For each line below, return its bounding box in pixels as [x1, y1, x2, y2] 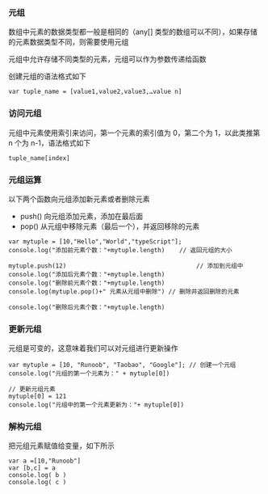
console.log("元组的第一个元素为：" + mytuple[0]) [8, 369, 170, 378]
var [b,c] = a [8, 464, 57, 472]
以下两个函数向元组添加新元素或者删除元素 [8, 194, 150, 204]
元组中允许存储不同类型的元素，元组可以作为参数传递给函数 [8, 54, 207, 64]
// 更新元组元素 [8, 386, 56, 394]
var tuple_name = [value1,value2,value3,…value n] [8, 87, 182, 96]
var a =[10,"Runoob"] [8, 457, 82, 466]
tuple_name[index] [8, 154, 70, 163]
